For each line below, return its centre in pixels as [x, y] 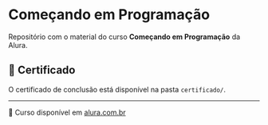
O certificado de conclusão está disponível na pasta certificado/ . [117, 89]
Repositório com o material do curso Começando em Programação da [124, 37]
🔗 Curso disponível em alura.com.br [67, 112]
